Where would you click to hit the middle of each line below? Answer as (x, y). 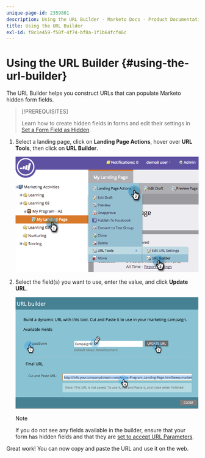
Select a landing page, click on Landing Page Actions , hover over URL (104, 142)
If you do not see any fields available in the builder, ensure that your (100, 430)
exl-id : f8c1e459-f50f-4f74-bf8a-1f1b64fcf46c (67, 32)
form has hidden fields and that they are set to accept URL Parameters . (104, 437)
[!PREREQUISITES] (45, 112)
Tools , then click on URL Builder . (57, 148)
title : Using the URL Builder (45, 26)
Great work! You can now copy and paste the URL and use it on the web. (98, 449)
